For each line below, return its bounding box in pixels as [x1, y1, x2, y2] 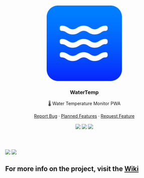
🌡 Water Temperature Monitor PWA [48, 101, 121, 107]
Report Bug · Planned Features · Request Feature [34, 113, 135, 119]
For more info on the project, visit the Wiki [5, 164, 139, 173]
